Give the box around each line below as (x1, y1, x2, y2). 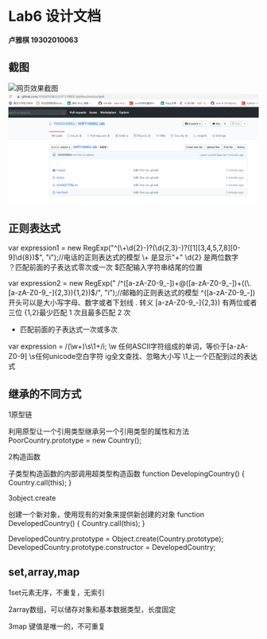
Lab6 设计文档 (8, 7, 102, 25)
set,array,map (8, 566, 80, 579)
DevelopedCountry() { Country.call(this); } (8, 519, 145, 528)
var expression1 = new (8, 244, 82, 253)
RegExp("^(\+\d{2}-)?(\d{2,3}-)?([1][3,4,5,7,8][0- (83, 244, 241, 253)
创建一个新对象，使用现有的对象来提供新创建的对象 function (8, 510, 205, 520)
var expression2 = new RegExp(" (8, 279, 117, 288)
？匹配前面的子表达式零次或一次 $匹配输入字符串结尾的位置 (8, 263, 203, 272)
